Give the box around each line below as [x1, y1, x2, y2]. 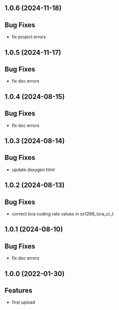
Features [4, 286, 32, 295]
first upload [11, 299, 35, 306]
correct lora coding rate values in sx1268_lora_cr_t [11, 211, 114, 217]
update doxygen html [11, 167, 55, 173]
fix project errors [11, 34, 46, 40]
